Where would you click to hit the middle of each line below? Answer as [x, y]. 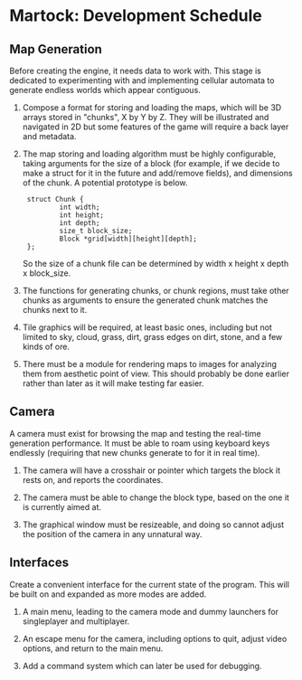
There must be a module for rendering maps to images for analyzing [150, 364]
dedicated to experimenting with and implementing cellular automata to [142, 80]
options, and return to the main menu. [93, 648]
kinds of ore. [46, 346]
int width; [80, 207]
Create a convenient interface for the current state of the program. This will [149, 584]
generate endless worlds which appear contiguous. [105, 90]
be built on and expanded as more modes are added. [108, 594]
